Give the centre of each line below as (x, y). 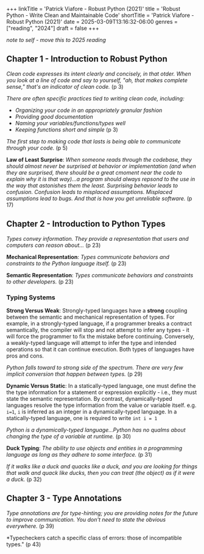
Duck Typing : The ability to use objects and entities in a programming (94, 448)
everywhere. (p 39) (30, 526)
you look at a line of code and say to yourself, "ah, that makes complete (97, 80)
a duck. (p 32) (24, 479)
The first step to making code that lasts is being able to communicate (94, 141)
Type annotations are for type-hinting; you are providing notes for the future (102, 513)
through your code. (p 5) (37, 148)
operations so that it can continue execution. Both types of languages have (100, 349)
